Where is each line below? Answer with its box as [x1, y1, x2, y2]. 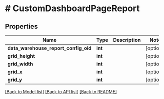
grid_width [7, 61, 33, 67]
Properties [5, 22, 38, 31]
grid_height [7, 53, 35, 59]
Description [113, 37, 141, 43]
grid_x [7, 68, 23, 75]
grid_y [7, 76, 22, 83]
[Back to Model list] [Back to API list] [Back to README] [5, 89, 117, 95]
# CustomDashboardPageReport [5, 3, 140, 14]
